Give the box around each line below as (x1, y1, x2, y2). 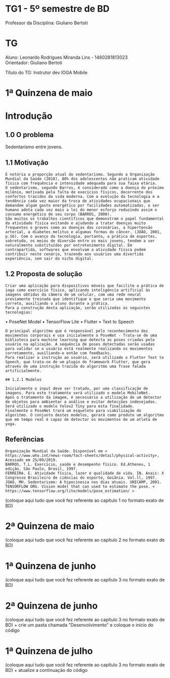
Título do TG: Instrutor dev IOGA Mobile (5, 69, 88, 75)
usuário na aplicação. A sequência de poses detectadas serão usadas (5, 342, 155, 347)
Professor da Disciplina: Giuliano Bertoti (5, 20, 88, 26)
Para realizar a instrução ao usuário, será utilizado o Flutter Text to (5, 355, 164, 360)
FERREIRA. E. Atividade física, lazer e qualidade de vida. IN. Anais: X (5, 471, 164, 476)
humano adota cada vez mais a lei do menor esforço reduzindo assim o (5, 207, 157, 213)
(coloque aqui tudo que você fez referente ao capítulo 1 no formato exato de (5, 497, 164, 503)
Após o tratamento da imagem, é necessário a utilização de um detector (5, 395, 162, 400)
